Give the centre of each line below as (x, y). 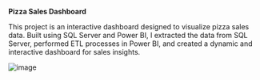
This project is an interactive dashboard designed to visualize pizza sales (129, 27)
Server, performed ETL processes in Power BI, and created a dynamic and (131, 44)
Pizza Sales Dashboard (47, 11)
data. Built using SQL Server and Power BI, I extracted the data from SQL (128, 35)
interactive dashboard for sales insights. (74, 52)
